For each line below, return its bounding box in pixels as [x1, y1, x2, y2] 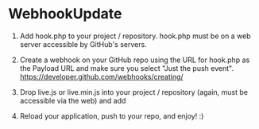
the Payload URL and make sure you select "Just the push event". [19, 63, 234, 72]
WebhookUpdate [8, 5, 122, 23]
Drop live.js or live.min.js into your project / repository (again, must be [19, 87, 249, 96]
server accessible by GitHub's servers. [19, 39, 147, 49]
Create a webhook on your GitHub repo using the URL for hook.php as [19, 55, 250, 64]
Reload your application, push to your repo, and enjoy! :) [19, 111, 204, 120]
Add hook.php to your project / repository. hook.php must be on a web [19, 31, 252, 41]
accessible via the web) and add [19, 96, 126, 105]
